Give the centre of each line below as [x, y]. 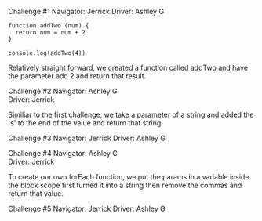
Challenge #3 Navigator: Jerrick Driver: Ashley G [87, 138]
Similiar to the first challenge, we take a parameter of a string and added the [131, 114]
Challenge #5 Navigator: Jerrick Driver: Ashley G [87, 208]
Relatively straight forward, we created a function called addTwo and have [128, 67]
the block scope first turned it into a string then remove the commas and [125, 185]
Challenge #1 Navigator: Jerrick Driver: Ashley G [86, 11]
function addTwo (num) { [49, 26]
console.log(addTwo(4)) [47, 53]
